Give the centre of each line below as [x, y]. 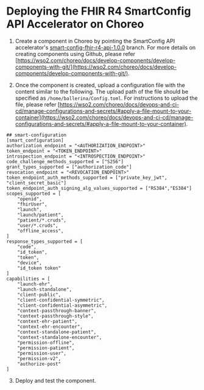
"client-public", [39, 294]
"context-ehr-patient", [47, 321]
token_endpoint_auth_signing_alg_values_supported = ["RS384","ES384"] [99, 188]
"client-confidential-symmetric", [61, 300]
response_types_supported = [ [45, 242]
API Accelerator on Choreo [75, 24]
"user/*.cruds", [38, 225]
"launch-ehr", [35, 284]
